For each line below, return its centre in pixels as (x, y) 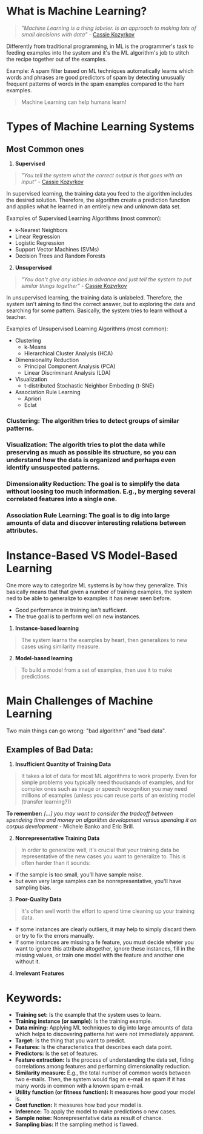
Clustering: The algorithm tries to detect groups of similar (93, 420)
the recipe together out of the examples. (57, 59)
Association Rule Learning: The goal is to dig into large (88, 515)
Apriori (32, 398)
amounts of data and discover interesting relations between (96, 522)
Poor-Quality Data (38, 900)
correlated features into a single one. (62, 499)
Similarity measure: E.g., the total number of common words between (103, 1073)
